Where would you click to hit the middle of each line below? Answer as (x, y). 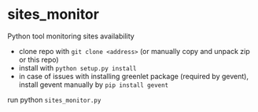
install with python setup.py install (77, 67)
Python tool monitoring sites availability (71, 36)
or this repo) (39, 60)
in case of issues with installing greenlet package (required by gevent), (134, 76)
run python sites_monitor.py (54, 99)
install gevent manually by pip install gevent (94, 85)
